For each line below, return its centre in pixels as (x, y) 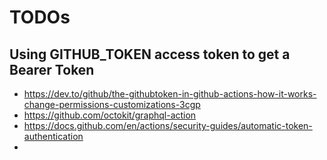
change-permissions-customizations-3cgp (112, 104)
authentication (53, 136)
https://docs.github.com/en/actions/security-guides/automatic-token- (168, 125)
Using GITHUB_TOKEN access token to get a (150, 54)
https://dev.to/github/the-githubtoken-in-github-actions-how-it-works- (170, 94)
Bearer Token (52, 69)
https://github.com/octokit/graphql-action (110, 115)
